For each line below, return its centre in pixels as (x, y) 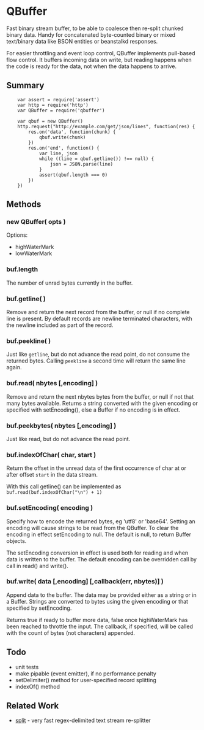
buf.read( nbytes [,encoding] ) (52, 383)
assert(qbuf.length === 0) (73, 175)
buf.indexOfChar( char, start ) (51, 455)
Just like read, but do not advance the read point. (68, 439)
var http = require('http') (53, 105)
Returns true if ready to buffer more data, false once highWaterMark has (97, 620)
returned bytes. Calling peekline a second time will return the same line (96, 361)
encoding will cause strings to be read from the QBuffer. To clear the (93, 528)
